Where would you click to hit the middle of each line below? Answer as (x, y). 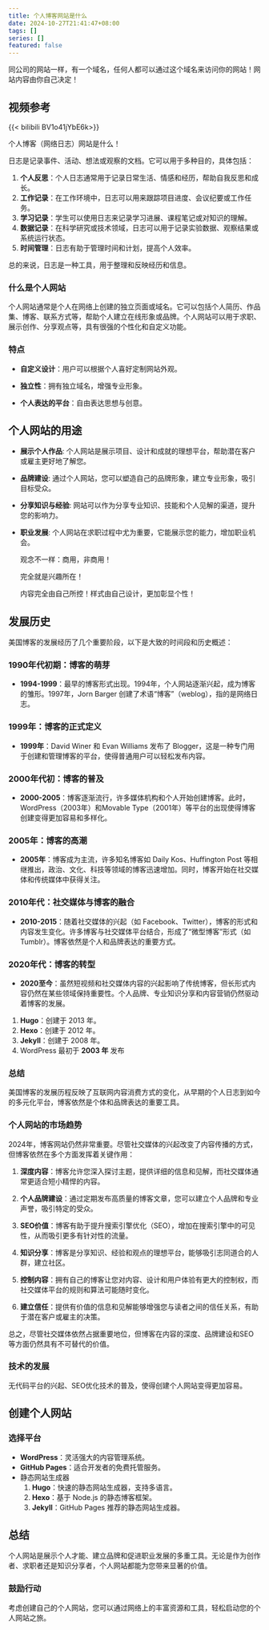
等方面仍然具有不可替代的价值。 (61, 1343)
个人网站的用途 (45, 430)
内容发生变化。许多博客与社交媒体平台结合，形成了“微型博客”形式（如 (135, 931)
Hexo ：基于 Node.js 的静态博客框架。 (94, 1497)
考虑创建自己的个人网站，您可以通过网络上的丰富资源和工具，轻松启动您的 (131, 1608)
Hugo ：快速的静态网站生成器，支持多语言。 (104, 1487)
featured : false (35, 46)
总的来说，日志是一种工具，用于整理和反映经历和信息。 (99, 265)
